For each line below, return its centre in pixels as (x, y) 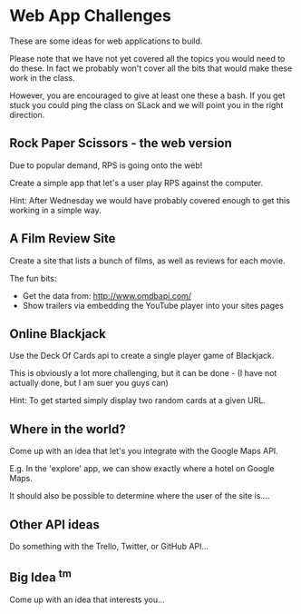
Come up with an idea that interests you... (87, 599)
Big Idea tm (41, 576)
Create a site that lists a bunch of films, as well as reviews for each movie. (147, 261)
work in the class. (42, 77)
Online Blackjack (58, 334)
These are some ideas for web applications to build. (106, 41)
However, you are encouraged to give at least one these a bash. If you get (147, 95)
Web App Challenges (91, 16)
